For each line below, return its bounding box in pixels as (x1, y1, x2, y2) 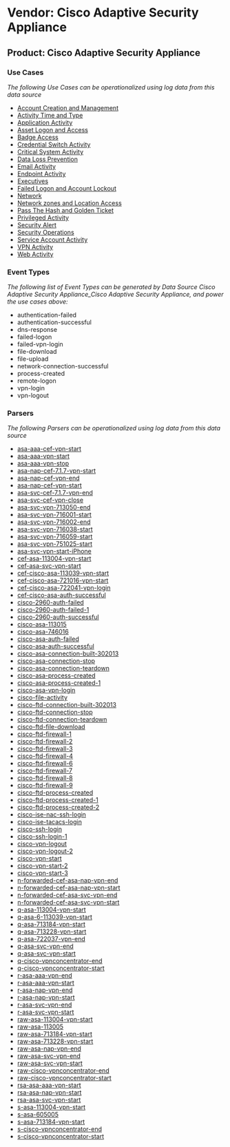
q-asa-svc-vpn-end (17, 942, 74, 951)
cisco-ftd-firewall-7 (17, 766, 73, 775)
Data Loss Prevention (17, 155, 78, 163)
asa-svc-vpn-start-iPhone (17, 547, 92, 556)
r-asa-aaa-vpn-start (17, 979, 74, 987)
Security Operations (17, 228, 74, 236)
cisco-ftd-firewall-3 (17, 745, 74, 753)
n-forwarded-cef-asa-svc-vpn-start (17, 898, 120, 907)
